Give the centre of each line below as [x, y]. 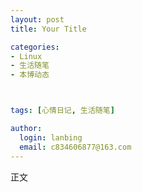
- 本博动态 [30, 75]
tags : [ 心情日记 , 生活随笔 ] [62, 111]
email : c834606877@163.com [75, 147]
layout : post [37, 19]
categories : [35, 47]
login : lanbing [51, 137]
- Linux [26, 56]
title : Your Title [48, 29]
